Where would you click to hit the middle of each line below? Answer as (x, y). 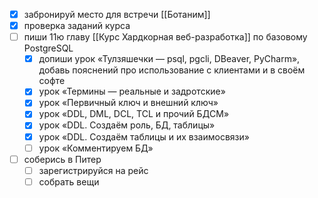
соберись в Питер (62, 159)
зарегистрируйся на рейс (93, 170)
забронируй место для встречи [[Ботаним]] (117, 14)
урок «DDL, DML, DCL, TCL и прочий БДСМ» (134, 114)
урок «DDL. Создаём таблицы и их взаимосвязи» (144, 136)
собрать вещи (69, 181)
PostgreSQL (48, 48)
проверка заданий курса (77, 26)
